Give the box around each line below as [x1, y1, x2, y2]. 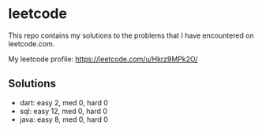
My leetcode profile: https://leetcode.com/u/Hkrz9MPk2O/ [8, 54, 199, 64]
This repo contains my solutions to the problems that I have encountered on [8, 31, 254, 40]
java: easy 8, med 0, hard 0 [19, 115, 109, 124]
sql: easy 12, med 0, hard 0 [19, 106, 108, 115]
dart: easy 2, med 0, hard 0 [19, 97, 109, 107]
